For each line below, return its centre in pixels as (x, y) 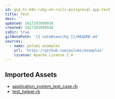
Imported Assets (31, 74)
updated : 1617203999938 (29, 23)
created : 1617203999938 (29, 28)
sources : (14, 41)
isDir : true (17, 32)
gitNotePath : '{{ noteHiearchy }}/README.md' (52, 37)
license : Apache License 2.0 (44, 55)
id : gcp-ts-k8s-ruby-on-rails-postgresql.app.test (58, 10)
